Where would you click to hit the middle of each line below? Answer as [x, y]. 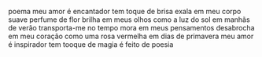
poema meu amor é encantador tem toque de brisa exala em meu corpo [125, 11]
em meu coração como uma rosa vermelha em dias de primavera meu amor [131, 36]
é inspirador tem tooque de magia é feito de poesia [91, 45]
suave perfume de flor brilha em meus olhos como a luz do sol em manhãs [129, 20]
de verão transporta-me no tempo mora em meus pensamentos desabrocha [131, 28]
